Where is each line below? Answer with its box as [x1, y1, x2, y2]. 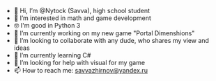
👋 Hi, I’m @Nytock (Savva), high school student [13, 7, 151, 15]
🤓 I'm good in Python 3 [13, 21, 81, 29]
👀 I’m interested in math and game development [13, 14, 152, 22]
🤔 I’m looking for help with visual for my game [13, 59, 145, 66]
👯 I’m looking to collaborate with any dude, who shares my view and [13, 37, 209, 44]
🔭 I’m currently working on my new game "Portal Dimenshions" [13, 29, 195, 37]
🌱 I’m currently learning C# [13, 51, 91, 59]
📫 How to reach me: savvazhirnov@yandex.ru [13, 66, 148, 74]
